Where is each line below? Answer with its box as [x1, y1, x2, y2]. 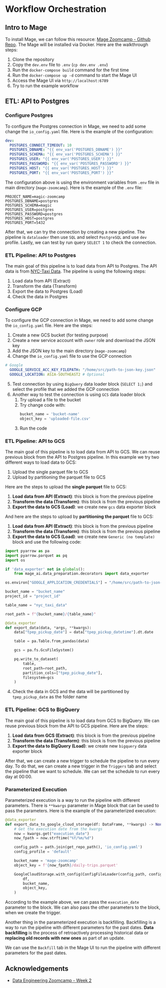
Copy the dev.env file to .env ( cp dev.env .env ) [12, 62, 108, 67]
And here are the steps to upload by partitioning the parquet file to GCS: [5, 513, 154, 519]
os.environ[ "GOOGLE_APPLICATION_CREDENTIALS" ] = [5, 580, 107, 585]
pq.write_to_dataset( [14, 657, 58, 662]
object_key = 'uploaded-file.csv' [19, 416, 91, 421]
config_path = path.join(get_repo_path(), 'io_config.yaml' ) [14, 845, 142, 850]
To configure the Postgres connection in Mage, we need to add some [5, 123, 146, 129]
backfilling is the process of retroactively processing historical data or [5, 930, 149, 936]
